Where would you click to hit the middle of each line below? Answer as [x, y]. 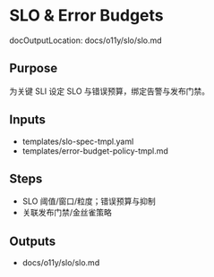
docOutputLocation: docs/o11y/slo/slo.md [86, 40]
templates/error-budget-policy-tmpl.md [95, 151]
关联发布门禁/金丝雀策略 [67, 213]
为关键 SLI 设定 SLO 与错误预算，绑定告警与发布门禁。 [110, 91]
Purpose [34, 68]
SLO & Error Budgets [86, 16]
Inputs [28, 120]
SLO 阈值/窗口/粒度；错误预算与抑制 [89, 201]
